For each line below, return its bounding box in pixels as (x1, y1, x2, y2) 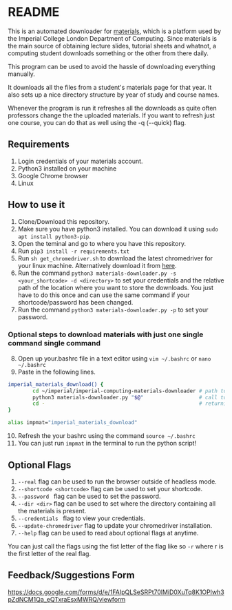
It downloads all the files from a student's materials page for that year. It (8, 83, 212, 91)
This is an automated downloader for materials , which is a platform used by (8, 27, 222, 35)
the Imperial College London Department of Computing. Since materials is (8, 34, 218, 42)
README (8, 4, 60, 20)
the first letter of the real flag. (8, 549, 92, 557)
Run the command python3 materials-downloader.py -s (17, 269, 177, 277)
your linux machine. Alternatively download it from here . (17, 261, 178, 269)
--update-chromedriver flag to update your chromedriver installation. (17, 521, 213, 529)
